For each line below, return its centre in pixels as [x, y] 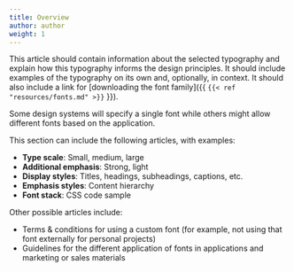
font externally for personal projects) [89, 239]
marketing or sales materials [73, 258]
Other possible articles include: [66, 213]
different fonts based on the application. [82, 123]
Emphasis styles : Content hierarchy [88, 186]
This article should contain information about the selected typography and [145, 59]
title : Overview [39, 17]
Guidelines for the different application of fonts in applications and [143, 248]
